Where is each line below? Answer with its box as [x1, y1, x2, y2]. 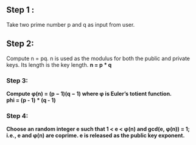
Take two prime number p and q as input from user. [6, 21, 135, 28]
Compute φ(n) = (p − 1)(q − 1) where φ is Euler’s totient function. [6, 90, 172, 97]
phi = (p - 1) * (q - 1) [6, 96, 56, 104]
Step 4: [6, 112, 29, 120]
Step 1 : [6, 5, 35, 15]
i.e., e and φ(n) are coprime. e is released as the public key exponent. [6, 132, 185, 139]
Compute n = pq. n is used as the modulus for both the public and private [6, 55, 191, 62]
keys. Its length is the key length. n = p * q [6, 61, 112, 69]
